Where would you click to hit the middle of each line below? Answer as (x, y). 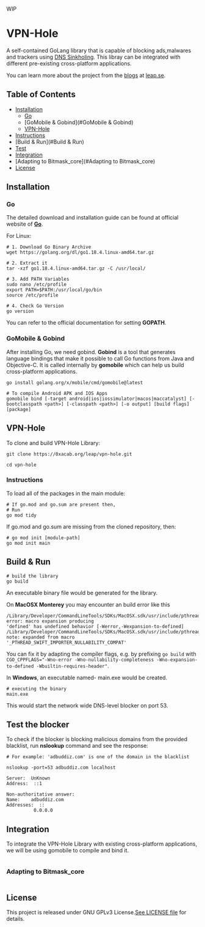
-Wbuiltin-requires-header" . (73, 665)
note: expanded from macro (41, 637)
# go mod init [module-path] (43, 537)
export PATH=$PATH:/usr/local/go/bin (54, 290)
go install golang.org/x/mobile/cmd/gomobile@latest (75, 382)
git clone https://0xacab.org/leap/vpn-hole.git (69, 454)
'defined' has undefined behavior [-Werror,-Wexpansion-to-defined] (95, 626)
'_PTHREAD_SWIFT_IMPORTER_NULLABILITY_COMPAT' (67, 642)
